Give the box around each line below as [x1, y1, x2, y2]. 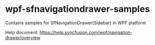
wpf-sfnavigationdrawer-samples [5, 3, 150, 15]
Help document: [5, 29, 39, 35]
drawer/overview [5, 35, 40, 41]
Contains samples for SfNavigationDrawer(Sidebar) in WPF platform [5, 20, 146, 26]
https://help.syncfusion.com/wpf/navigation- [39, 29, 132, 35]
